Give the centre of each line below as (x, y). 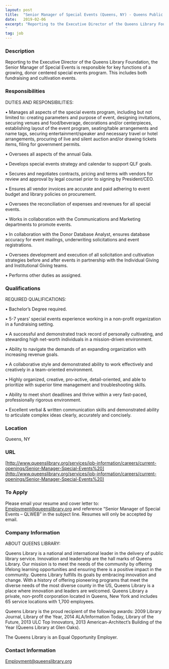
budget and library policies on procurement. (51, 194)
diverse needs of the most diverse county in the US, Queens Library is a (80, 586)
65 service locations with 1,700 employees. (50, 602)
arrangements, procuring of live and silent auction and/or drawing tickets (81, 139)
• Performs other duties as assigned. (44, 275)
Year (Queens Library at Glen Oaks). (43, 628)
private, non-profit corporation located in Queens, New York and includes (81, 596)
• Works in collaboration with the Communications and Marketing (73, 219)
